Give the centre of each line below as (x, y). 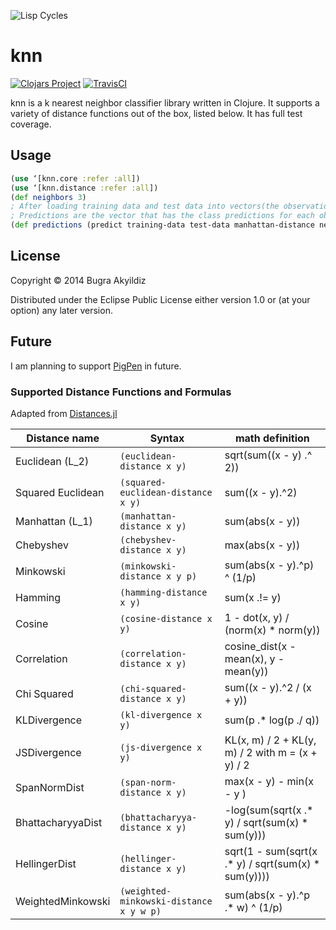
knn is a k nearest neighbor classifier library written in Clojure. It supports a (165, 102)
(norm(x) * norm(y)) (272, 630)
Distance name (63, 438)
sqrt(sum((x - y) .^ (268, 455)
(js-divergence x (161, 747)
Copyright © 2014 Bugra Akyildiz (78, 280)
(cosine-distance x (166, 618)
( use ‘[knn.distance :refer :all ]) (84, 188)
